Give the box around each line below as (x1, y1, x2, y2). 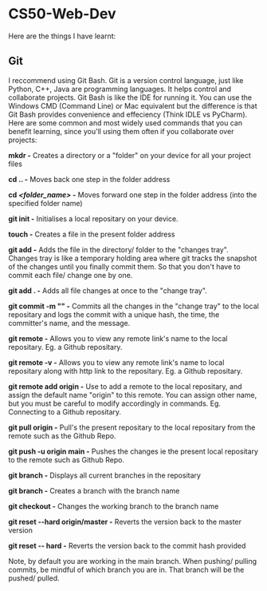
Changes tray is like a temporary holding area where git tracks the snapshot (8, 253, 257, 263)
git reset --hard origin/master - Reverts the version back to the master (8, 517, 241, 526)
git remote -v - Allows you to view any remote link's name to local (8, 357, 225, 367)
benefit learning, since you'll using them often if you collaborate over (8, 126, 234, 136)
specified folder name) (8, 198, 83, 208)
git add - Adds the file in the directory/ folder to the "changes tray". (8, 244, 229, 254)
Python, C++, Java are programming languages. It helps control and (8, 84, 232, 93)
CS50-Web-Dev (8, 5, 117, 23)
